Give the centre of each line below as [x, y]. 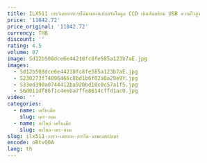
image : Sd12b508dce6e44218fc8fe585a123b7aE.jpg [77, 59]
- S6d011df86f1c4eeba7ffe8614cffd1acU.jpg [76, 91]
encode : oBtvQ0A [31, 143]
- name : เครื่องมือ [34, 110]
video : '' [22, 98]
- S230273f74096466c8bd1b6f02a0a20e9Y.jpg [76, 78]
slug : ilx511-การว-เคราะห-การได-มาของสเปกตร [63, 136]
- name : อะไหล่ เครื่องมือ [42, 123]
